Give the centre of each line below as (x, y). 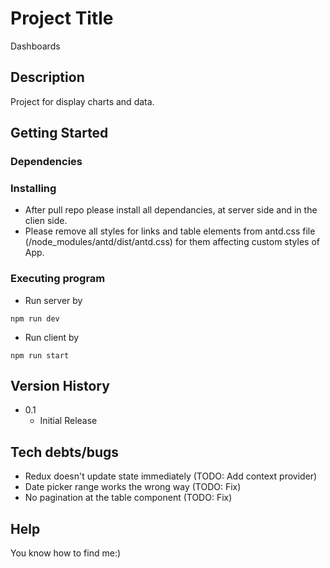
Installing (33, 188)
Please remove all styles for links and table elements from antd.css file (170, 231)
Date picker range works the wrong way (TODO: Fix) (133, 487)
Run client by (52, 337)
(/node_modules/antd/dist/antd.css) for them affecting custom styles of (172, 242)
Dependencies (46, 162)
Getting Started (59, 133)
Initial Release (68, 421)
